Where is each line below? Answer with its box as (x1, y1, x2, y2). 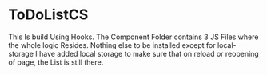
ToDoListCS (8, 6, 89, 24)
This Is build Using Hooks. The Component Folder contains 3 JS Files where (8, 32, 259, 41)
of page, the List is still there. (8, 57, 104, 67)
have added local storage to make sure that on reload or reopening (38, 49, 260, 58)
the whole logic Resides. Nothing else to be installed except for (8, 40, 216, 49)
